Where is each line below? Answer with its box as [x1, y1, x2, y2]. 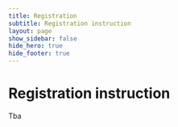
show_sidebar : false [8, 34, 78, 43]
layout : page [8, 27, 52, 35]
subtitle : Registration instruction [8, 19, 131, 28]
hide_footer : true [8, 49, 70, 57]
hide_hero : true [8, 42, 63, 50]
